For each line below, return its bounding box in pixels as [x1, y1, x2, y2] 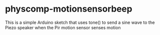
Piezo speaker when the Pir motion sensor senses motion [5, 24, 121, 30]
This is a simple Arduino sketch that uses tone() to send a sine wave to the [5, 19, 155, 25]
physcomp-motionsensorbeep [5, 3, 133, 15]
